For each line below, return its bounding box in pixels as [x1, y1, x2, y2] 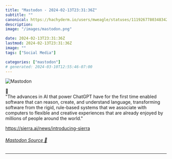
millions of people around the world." [5, 115, 83, 122]
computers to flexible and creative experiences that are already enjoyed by [5, 110, 163, 116]
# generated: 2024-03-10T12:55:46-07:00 [5, 64, 93, 69]
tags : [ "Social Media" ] [5, 50, 56, 55]
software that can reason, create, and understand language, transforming [5, 99, 160, 105]
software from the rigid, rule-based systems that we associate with [5, 105, 147, 111]
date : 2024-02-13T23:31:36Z [5, 36, 66, 41]
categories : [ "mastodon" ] [5, 59, 60, 65]
